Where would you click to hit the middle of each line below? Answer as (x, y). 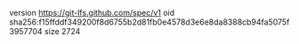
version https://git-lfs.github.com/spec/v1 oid (92, 13)
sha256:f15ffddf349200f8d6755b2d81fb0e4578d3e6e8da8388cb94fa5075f (149, 22)
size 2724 (62, 31)
